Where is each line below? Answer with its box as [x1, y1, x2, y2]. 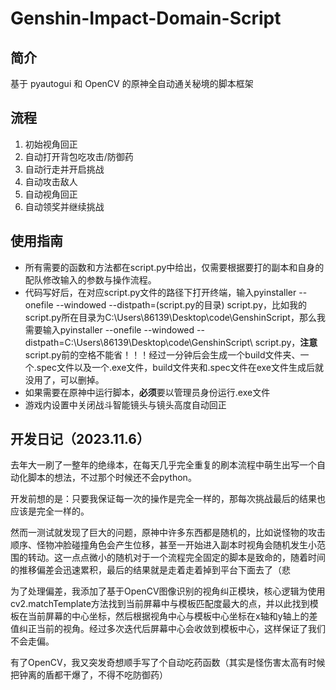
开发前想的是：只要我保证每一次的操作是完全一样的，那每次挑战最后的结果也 [10, 493, 326, 505]
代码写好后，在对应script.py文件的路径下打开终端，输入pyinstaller [24, 286, 297, 298]
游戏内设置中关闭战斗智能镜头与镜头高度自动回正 [24, 398, 227, 411]
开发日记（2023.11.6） [10, 431, 150, 448]
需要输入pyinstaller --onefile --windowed [24, 323, 195, 336]
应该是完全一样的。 [10, 505, 90, 517]
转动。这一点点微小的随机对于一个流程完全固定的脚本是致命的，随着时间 [27, 552, 326, 564]
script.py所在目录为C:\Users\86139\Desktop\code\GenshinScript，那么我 [24, 311, 326, 323]
